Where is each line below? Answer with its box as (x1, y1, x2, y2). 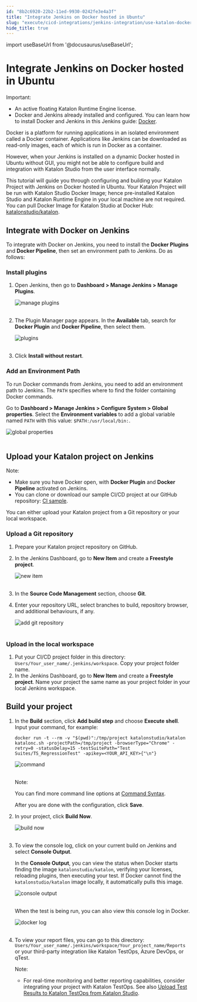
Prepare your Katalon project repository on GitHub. (14, 543, 138, 550)
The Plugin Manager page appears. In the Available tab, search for (14, 317, 176, 324)
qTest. (14, 954, 30, 961)
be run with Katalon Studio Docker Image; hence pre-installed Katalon (6, 190, 175, 197)
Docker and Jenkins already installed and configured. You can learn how (14, 111, 191, 118)
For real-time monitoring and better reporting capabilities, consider (23, 977, 185, 984)
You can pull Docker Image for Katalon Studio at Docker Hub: (6, 202, 154, 209)
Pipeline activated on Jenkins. (14, 485, 88, 492)
